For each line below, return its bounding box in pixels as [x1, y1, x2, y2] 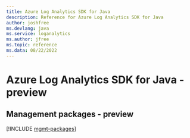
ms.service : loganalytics [6, 31, 70, 37]
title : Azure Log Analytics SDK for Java [6, 8, 111, 15]
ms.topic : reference [6, 42, 58, 48]
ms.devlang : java [6, 25, 49, 32]
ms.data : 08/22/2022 [6, 48, 58, 54]
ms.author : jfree [6, 36, 49, 42]
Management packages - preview [6, 109, 134, 120]
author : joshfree [6, 20, 49, 26]
